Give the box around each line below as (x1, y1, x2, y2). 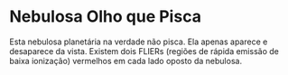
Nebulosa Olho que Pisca (9, 6, 201, 27)
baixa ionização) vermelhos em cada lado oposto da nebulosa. (9, 55, 242, 66)
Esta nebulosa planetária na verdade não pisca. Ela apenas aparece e (9, 36, 268, 47)
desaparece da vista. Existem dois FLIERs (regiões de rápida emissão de (9, 45, 280, 56)
